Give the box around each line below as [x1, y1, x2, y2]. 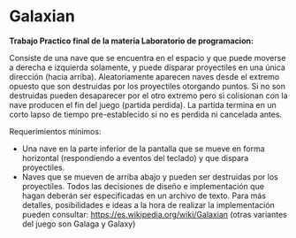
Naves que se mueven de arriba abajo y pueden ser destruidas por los [21, 171, 278, 182]
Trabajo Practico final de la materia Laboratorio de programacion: [9, 35, 254, 46]
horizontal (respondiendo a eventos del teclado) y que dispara [21, 152, 249, 163]
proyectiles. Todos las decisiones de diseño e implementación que [21, 180, 265, 191]
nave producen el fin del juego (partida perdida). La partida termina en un [9, 99, 277, 110]
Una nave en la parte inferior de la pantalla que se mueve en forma [21, 143, 265, 154]
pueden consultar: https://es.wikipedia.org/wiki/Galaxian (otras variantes [21, 209, 287, 219]
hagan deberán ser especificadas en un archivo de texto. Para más [21, 190, 267, 201]
